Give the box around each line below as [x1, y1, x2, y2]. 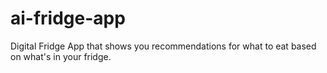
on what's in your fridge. [10, 50, 112, 62]
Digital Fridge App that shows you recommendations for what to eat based [10, 40, 317, 52]
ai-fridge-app [10, 7, 126, 30]
